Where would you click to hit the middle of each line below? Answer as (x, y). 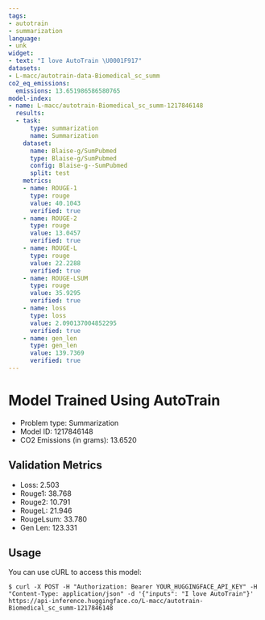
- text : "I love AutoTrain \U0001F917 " (75, 61)
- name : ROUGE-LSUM (56, 278)
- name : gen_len (50, 338)
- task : (29, 121)
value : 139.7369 (57, 353)
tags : (17, 16)
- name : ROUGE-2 (50, 218)
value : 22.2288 (55, 263)
